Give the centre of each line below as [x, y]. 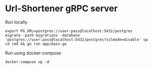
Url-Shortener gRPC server [61, 9]
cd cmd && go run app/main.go [36, 44]
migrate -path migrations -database [42, 35]
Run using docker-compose [33, 53]
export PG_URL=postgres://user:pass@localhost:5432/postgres [69, 31]
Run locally [16, 22]
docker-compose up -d [27, 62]
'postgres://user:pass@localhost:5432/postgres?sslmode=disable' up [76, 40]
